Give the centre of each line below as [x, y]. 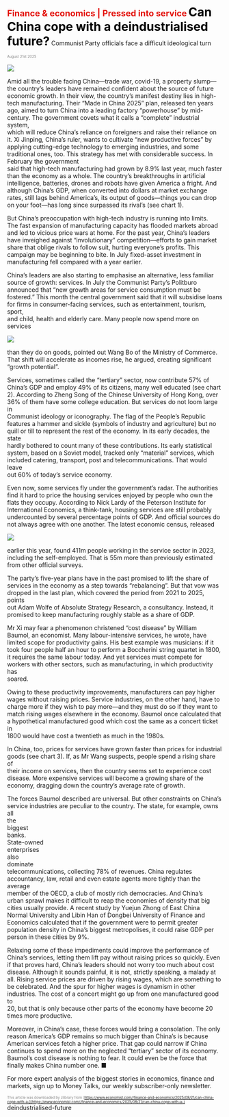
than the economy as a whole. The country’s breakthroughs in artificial [107, 176]
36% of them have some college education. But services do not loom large [112, 402]
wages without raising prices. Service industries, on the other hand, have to [113, 699]
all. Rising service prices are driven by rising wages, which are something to [114, 979]
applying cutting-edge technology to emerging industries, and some [103, 147]
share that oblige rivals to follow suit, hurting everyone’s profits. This [103, 247]
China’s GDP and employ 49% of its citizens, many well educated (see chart [114, 387]
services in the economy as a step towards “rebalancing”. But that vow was [113, 586]
